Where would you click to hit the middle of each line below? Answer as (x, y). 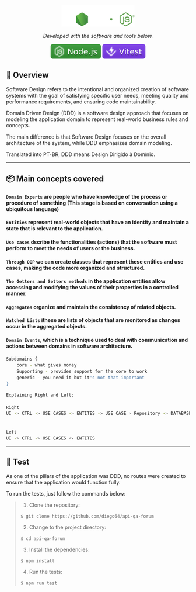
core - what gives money (47, 365)
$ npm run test (39, 583)
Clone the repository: (55, 505)
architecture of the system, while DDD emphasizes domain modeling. (89, 143)
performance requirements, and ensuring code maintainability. (81, 102)
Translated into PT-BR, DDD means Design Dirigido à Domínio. (81, 154)
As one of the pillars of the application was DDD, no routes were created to (96, 476)
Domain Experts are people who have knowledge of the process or (87, 196)
